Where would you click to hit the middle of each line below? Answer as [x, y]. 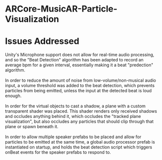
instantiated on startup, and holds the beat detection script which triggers [79, 147]
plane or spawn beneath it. [32, 127]
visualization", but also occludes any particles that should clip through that [79, 121]
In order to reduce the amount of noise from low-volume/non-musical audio [81, 80]
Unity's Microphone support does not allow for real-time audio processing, [80, 55]
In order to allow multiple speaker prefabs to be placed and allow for [73, 137]
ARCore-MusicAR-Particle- [61, 9]
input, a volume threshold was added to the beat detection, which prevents [80, 86]
